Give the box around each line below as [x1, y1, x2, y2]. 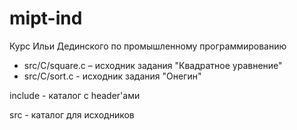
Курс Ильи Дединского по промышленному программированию [9, 40, 287, 52]
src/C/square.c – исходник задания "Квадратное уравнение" [23, 59, 283, 71]
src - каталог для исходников [9, 108, 135, 121]
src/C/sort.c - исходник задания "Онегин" [23, 70, 202, 82]
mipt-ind [9, 7, 83, 30]
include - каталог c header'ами [9, 89, 141, 101]
